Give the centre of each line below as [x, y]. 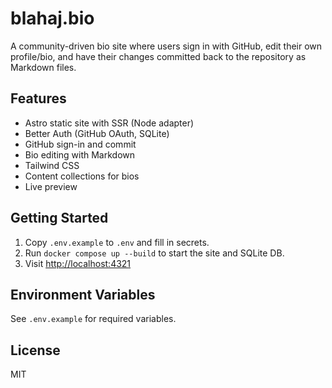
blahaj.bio [52, 18]
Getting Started [59, 218]
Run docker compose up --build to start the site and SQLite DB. [154, 253]
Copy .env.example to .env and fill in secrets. [117, 242]
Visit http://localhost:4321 [78, 263]
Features [38, 98]
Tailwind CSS [52, 165]
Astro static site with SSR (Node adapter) [109, 123]
